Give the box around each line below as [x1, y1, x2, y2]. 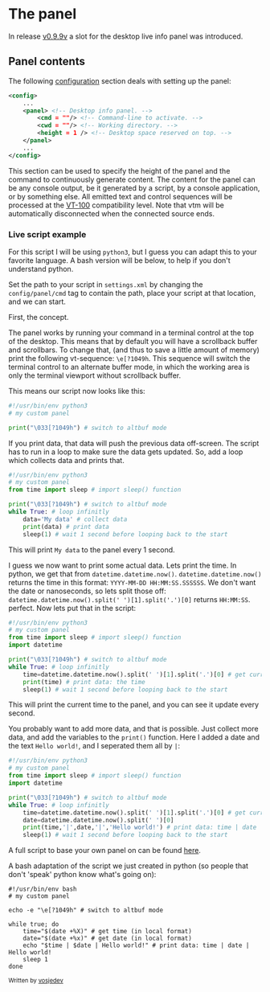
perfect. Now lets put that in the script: [8, 603, 137, 613]
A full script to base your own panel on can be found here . [8, 846, 201, 855]
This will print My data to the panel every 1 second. [8, 544, 175, 555]
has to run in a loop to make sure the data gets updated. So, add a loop [8, 447, 243, 457]
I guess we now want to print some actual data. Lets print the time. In [8, 560, 237, 570]
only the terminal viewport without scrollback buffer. [8, 371, 182, 380]
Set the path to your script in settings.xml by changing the [8, 279, 203, 289]
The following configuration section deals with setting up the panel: [8, 76, 231, 85]
